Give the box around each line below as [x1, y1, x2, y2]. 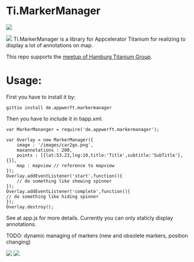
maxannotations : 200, [17, 147, 73, 153]
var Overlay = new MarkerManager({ [6, 137, 94, 143]
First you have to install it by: [6, 93, 75, 100]
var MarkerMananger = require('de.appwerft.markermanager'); [6, 126, 160, 132]
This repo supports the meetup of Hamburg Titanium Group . [6, 53, 152, 60]
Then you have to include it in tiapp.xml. [6, 115, 103, 122]
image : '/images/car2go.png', [17, 142, 94, 148]
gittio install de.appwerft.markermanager [6, 104, 112, 110]
